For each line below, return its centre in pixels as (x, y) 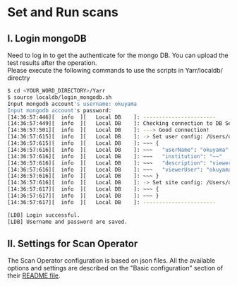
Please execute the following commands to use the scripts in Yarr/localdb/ (115, 70)
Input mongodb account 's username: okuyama (72, 104)
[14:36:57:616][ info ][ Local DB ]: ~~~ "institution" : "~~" (115, 156)
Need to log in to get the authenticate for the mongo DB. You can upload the (118, 55)
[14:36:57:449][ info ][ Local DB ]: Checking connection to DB (115, 124)
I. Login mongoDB (47, 38)
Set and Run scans (63, 12)
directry (19, 78)
